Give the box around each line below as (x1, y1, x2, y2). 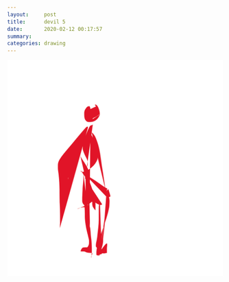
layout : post (7, 11, 57, 18)
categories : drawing (7, 40, 67, 47)
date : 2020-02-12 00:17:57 (7, 25, 103, 32)
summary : (7, 33, 32, 40)
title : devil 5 (7, 18, 67, 25)
